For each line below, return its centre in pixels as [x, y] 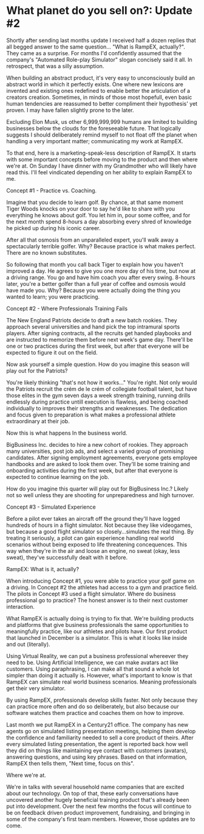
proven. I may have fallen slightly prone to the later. [70, 110]
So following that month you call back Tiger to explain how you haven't [95, 264]
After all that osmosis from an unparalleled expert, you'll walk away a [93, 240]
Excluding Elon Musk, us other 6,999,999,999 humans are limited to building [102, 121]
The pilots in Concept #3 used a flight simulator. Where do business [91, 594]
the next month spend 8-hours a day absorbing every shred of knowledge [99, 222]
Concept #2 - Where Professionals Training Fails [67, 308]
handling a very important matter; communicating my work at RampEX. [95, 141]
